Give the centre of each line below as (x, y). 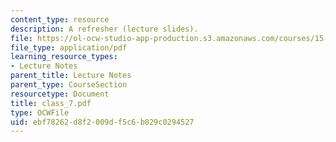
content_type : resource (60, 19)
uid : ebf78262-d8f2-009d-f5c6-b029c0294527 (102, 122)
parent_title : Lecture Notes (71, 76)
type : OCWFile (40, 112)
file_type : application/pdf (69, 47)
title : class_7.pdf (51, 103)
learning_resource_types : (64, 57)
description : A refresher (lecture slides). (104, 29)
